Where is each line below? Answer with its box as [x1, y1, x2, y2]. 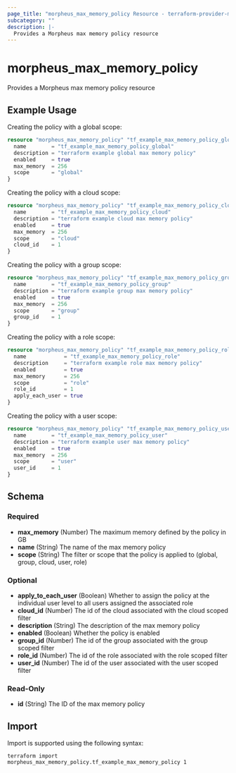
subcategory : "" [7, 17, 55, 24]
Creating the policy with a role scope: [7, 333, 116, 342]
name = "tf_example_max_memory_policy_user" [13, 431, 169, 439]
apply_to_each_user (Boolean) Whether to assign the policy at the [17, 591, 210, 600]
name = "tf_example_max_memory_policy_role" [13, 353, 181, 360]
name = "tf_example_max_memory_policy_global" [13, 142, 174, 150]
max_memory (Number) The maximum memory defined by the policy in [17, 528, 226, 536]
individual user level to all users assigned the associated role [17, 598, 193, 607]
